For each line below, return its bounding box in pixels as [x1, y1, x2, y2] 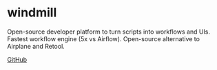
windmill [7, 5, 57, 21]
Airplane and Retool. [7, 42, 65, 50]
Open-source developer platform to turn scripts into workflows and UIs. [7, 27, 211, 36]
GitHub [7, 55, 28, 63]
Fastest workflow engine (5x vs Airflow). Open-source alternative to [7, 34, 200, 43]
